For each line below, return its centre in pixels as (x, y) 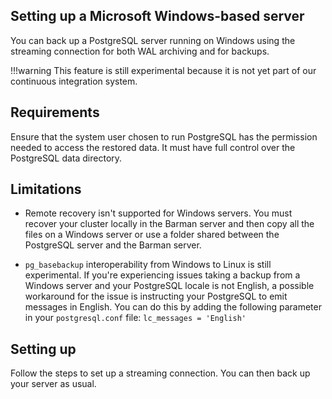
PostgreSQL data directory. (66, 158)
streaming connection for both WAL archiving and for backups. (140, 51)
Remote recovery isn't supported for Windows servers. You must (158, 213)
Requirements (55, 112)
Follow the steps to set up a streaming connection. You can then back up (160, 373)
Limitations (46, 189)
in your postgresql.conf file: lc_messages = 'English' (135, 318)
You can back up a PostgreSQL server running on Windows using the (153, 40)
